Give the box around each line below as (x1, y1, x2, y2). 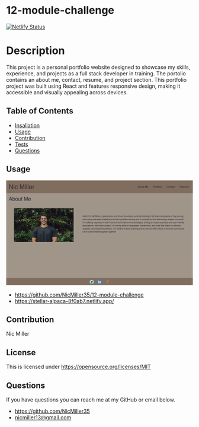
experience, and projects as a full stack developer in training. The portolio (6, 69, 187, 77)
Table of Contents (6, 106, 74, 116)
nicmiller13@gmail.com (14, 413, 72, 421)
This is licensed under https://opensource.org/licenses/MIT (6, 363, 151, 371)
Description (6, 44, 65, 58)
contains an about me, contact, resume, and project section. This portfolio (6, 76, 187, 83)
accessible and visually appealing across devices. (6, 88, 129, 95)
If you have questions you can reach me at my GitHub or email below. (6, 396, 176, 403)
